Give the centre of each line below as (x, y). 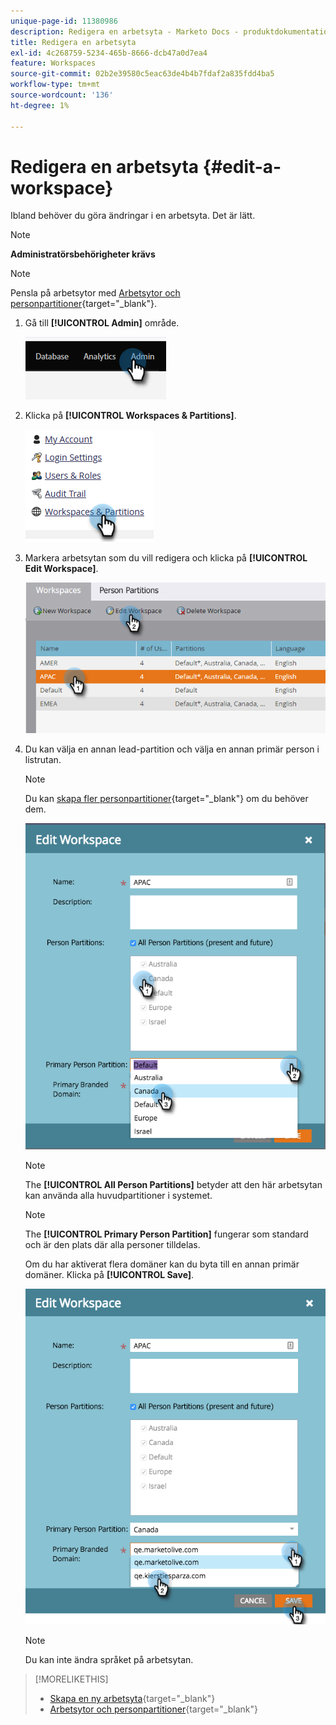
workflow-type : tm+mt (55, 85)
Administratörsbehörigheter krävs (83, 254)
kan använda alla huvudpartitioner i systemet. (118, 1195)
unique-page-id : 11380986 (64, 21)
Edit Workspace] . (61, 569)
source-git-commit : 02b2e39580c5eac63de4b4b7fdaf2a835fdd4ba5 (142, 74)
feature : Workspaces (53, 63)
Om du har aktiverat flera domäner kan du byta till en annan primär (162, 1264)
